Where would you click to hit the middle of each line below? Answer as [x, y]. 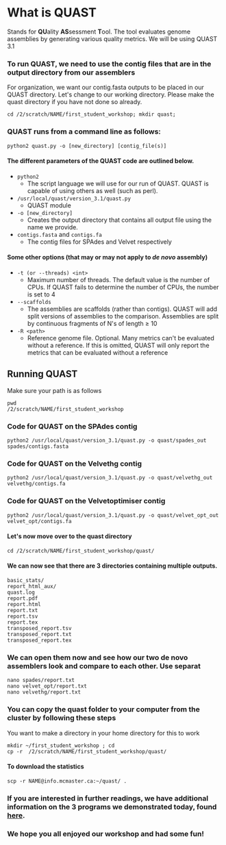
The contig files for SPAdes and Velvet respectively [100, 242]
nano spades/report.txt [41, 680]
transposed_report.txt [39, 635]
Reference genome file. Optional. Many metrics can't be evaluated [121, 338]
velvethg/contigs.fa [37, 484]
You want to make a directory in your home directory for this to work [103, 733]
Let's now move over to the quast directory [70, 536]
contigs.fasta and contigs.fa [60, 234]
